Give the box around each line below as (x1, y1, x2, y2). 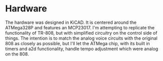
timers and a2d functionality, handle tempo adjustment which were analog (5, 46, 158, 52)
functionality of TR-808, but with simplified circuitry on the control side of (5, 30, 157, 36)
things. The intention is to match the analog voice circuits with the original (5, 35, 158, 41)
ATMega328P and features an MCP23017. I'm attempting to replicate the (5, 24, 154, 30)
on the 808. (5, 51, 29, 57)
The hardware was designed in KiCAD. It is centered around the (5, 19, 137, 25)
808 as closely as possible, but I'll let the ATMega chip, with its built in (5, 40, 150, 46)
